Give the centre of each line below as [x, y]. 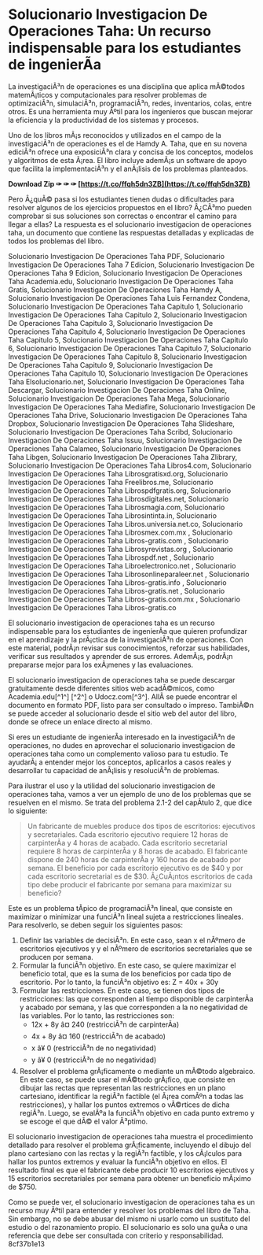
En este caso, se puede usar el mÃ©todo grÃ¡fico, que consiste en [127, 1079]
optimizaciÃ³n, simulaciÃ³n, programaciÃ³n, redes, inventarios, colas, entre [130, 103]
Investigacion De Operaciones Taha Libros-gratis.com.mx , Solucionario [124, 599]
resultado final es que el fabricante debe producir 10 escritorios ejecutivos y [131, 1170]
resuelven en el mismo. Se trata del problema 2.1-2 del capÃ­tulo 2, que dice [130, 802]
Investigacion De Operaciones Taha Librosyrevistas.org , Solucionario [121, 549]
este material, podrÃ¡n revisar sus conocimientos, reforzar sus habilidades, [129, 648]
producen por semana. [57, 957]
